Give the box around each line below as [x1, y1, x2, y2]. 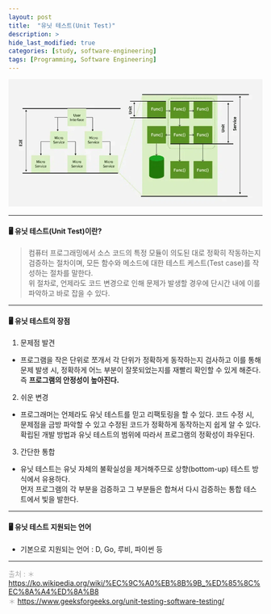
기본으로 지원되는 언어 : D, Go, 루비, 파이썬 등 [19, 544, 163, 553]
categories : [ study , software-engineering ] [8, 47, 157, 56]
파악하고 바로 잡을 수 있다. [27, 288, 110, 298]
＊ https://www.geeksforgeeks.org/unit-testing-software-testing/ [8, 596, 225, 606]
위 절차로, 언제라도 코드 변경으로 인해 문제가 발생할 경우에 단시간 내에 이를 [27, 279, 261, 288]
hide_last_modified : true [8, 39, 95, 47]
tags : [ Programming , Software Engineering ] [8, 56, 157, 64]
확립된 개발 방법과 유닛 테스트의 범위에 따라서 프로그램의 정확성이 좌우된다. [19, 430, 256, 439]
